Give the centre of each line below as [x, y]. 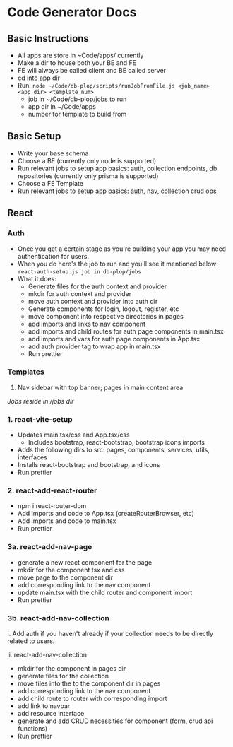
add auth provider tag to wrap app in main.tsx [94, 346]
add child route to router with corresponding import [92, 698]
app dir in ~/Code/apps [62, 106]
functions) [32, 728]
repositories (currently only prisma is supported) [88, 176]
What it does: [37, 278]
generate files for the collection [63, 676]
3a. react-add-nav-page [50, 547]
